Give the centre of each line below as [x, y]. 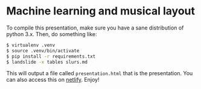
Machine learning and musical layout [101, 11]
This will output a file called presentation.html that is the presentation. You [100, 73]
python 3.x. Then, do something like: [52, 34]
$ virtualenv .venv [31, 45]
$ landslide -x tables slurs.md [47, 62]
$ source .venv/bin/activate [43, 51]
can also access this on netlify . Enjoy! [53, 80]
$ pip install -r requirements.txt [51, 56]
